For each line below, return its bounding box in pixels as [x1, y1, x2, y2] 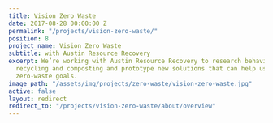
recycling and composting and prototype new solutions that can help [15, 65, 256, 73]
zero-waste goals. [15, 72, 79, 80]
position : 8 [8, 34, 49, 43]
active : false [8, 87, 57, 95]
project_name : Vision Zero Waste [8, 42, 122, 50]
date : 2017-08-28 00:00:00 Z [8, 19, 107, 28]
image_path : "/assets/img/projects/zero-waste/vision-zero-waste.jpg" [8, 79, 253, 87]
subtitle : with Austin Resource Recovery [8, 49, 151, 57]
